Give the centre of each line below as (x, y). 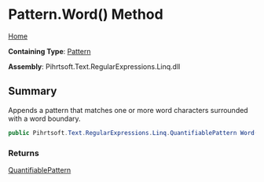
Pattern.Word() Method (86, 15)
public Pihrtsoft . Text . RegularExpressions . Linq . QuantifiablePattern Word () (135, 133)
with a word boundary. (44, 118)
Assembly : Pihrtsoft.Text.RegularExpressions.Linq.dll (94, 66)
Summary (33, 91)
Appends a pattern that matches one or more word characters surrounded (128, 110)
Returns (24, 153)
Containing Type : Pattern (49, 51)
